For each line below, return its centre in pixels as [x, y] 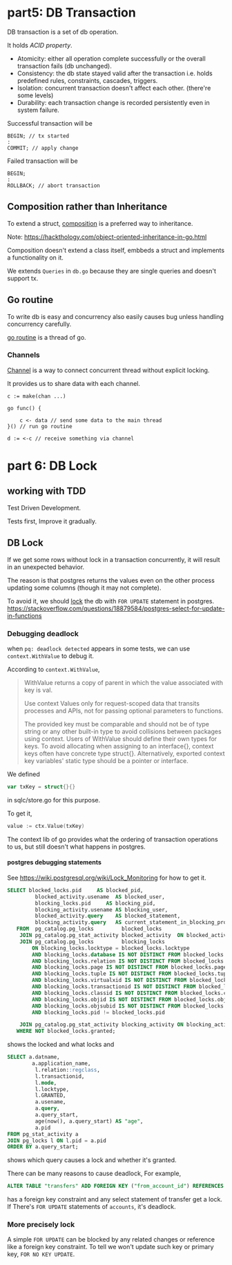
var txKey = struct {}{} [41, 786]
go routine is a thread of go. [47, 337]
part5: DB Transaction [71, 13]
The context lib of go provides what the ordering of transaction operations [113, 839]
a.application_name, [61, 1064]
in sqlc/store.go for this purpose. [54, 800]
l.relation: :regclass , [67, 1070]
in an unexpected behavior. [46, 567]
